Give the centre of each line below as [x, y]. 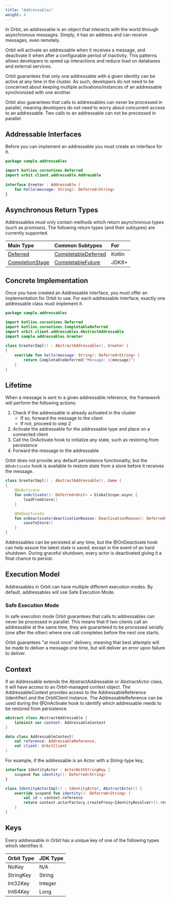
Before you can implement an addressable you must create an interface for [84, 147]
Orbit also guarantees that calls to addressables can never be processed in [84, 102]
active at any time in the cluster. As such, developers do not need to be [80, 81]
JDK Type [51, 858]
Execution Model [33, 574]
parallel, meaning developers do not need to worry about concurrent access [85, 107]
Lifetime [19, 385]
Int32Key [19, 883]
